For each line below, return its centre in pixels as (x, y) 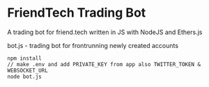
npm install (24, 58)
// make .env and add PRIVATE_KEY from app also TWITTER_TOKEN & (104, 64)
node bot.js (24, 77)
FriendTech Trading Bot (77, 13)
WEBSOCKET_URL (28, 70)
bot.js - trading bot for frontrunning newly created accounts (93, 45)
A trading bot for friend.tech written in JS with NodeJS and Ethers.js (105, 32)
